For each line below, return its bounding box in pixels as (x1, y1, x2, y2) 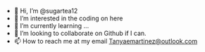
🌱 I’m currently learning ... (13, 22, 89, 30)
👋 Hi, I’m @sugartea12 (13, 7, 78, 15)
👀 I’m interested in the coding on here (13, 14, 123, 22)
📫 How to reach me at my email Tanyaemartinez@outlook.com (13, 37, 198, 45)
